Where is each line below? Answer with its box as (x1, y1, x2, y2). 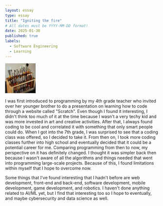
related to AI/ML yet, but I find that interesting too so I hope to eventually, (5, 190, 152, 196)
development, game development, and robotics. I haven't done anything (5, 185, 150, 191)
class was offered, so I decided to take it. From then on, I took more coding (5, 134, 156, 140)
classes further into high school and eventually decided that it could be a (5, 139, 151, 146)
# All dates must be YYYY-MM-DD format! (5, 23, 89, 28)
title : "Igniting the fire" (5, 18, 62, 23)
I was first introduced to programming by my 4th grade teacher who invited (5, 98, 156, 104)
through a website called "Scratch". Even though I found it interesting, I (5, 109, 148, 114)
